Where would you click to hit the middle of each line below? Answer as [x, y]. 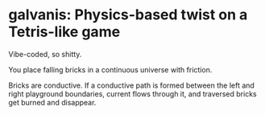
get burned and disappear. [52, 102]
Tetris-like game [64, 32]
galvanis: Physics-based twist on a [128, 15]
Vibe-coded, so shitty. [45, 54]
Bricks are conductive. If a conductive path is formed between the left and [132, 85]
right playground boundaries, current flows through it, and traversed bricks [132, 93]
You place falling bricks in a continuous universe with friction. [110, 69]
